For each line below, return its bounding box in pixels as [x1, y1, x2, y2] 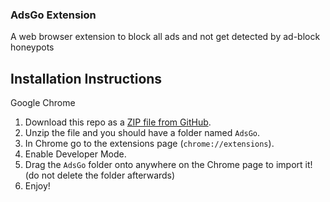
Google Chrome [10, 97, 76, 109]
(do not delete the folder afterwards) [24, 169, 176, 182]
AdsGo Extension [10, 8, 97, 22]
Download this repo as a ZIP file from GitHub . [24, 116, 212, 128]
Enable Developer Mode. [24, 148, 127, 160]
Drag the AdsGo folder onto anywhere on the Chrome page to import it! [24, 159, 313, 171]
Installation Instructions [10, 70, 163, 87]
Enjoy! [24, 180, 51, 192]
